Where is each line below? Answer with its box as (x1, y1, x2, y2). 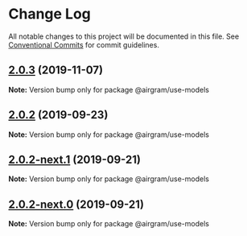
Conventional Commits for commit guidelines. (8, 39, 159, 49)
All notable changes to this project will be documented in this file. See (8, 31, 240, 41)
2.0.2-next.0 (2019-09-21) (8, 197, 145, 211)
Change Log (8, 5, 91, 23)
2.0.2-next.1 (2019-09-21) (8, 152, 141, 166)
